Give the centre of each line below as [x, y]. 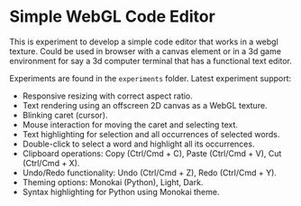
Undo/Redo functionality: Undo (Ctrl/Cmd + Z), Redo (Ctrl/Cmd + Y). [150, 173]
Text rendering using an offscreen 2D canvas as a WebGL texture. [145, 105]
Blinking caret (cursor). [65, 115]
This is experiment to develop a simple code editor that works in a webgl [144, 42]
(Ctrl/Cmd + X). [51, 163]
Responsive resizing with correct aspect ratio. [108, 96]
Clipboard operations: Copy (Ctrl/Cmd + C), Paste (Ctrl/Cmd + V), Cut [152, 153]
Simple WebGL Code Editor [113, 17]
